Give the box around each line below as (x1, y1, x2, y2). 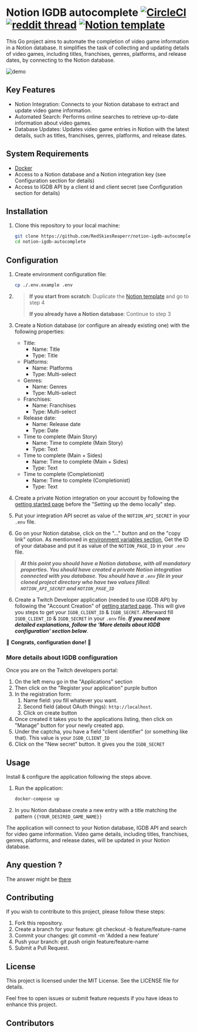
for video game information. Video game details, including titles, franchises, (6, 830, 189, 837)
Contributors (6, 1018, 55, 1028)
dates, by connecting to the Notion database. (6, 56, 116, 63)
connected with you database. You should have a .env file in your (20, 572, 184, 579)
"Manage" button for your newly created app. (14, 722, 125, 729)
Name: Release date (32, 420, 81, 427)
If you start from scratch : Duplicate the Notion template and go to (29, 293, 189, 300)
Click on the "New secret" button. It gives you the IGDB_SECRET (14, 741, 165, 748)
